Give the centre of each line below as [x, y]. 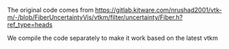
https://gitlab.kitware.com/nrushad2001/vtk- [159, 10]
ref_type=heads [30, 24]
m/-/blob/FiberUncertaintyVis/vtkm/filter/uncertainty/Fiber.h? [95, 17]
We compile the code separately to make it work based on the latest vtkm [112, 38]
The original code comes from [50, 10]
